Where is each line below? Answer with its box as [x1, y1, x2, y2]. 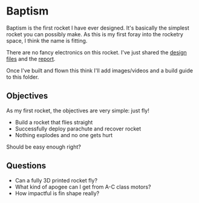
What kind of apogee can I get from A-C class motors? [15, 183, 151, 190]
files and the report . [6, 55, 56, 62]
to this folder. [6, 73, 39, 80]
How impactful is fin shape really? [15, 189, 100, 197]
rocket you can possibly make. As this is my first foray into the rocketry [6, 30, 183, 37]
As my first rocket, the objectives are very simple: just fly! [6, 107, 149, 114]
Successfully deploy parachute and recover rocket [15, 125, 142, 132]
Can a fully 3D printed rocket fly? [15, 176, 98, 184]
